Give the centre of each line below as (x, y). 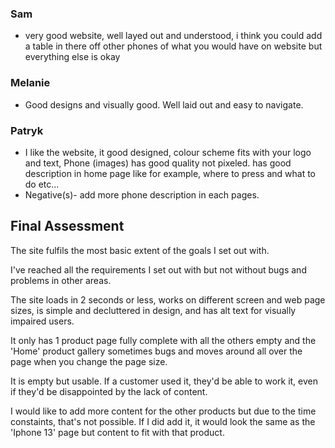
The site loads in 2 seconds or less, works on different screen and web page (168, 299)
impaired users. (42, 321)
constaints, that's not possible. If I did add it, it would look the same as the (163, 421)
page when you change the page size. (89, 361)
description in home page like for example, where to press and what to (170, 173)
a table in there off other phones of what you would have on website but (173, 46)
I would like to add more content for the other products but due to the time (163, 411)
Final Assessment (67, 226)
